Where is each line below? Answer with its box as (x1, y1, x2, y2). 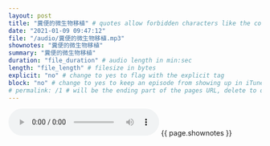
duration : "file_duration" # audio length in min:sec (8, 57, 193, 65)
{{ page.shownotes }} (160, 128, 232, 138)
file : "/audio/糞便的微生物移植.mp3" (8, 34, 125, 43)
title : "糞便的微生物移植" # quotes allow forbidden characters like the (8, 19, 251, 27)
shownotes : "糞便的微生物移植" (8, 42, 104, 50)
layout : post (8, 11, 52, 20)
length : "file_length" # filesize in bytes (8, 64, 157, 72)
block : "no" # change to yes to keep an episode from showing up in (8, 79, 243, 87)
